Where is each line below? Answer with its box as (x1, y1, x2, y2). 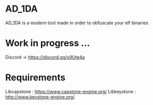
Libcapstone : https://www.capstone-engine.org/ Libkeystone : (5, 88, 136, 94)
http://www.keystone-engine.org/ (5, 94, 75, 100)
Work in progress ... (5, 37, 90, 49)
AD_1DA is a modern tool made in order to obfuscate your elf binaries (5, 20, 148, 26)
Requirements (5, 72, 66, 83)
